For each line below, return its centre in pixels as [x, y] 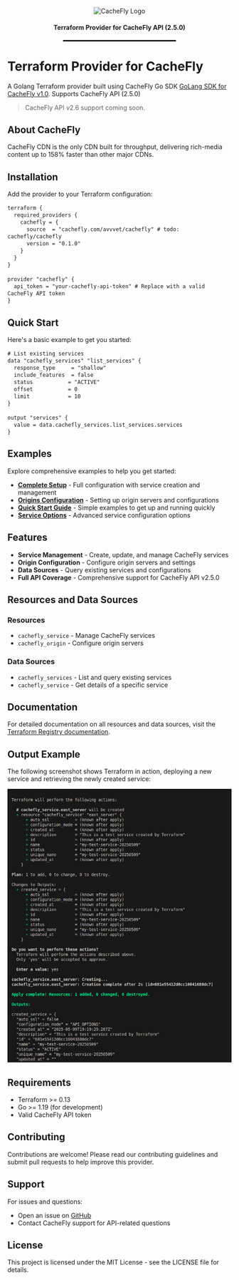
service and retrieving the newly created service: [79, 779]
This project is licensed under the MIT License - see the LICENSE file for [113, 1262]
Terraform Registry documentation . [59, 732]
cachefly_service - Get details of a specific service [93, 685]
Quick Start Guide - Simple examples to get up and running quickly [116, 507]
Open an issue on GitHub [54, 1215]
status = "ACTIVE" [57, 382]
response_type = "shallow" [60, 368]
